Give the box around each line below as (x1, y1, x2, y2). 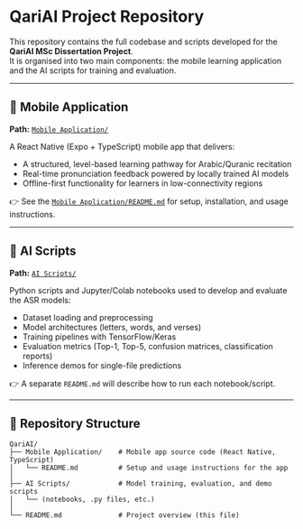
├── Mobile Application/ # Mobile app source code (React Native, (9, 448, 277, 457)
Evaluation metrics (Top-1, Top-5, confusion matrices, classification (22, 340, 273, 351)
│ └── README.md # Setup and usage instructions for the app (9, 463, 289, 473)
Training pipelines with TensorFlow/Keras (22, 331, 177, 342)
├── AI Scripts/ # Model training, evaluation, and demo (9, 479, 272, 488)
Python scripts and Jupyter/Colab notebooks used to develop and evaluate (9, 284, 288, 295)
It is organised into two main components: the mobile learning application (9, 55, 282, 66)
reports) (22, 350, 53, 361)
